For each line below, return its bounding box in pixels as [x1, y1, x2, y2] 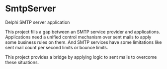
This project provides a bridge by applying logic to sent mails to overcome [5, 54, 157, 60]
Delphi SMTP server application [5, 19, 70, 25]
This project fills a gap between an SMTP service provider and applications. [5, 29, 161, 34]
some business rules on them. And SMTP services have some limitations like [5, 39, 162, 45]
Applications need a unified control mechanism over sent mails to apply [5, 34, 152, 40]
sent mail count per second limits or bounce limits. [5, 44, 108, 50]
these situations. [5, 59, 39, 65]
